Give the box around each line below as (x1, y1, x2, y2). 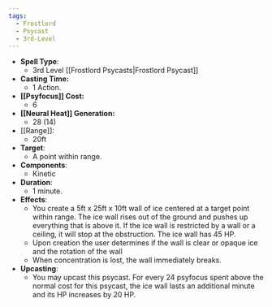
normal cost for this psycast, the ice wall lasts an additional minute (32, 281, 255, 291)
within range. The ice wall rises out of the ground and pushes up (32, 212, 248, 222)
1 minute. (32, 186, 63, 196)
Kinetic (32, 169, 57, 179)
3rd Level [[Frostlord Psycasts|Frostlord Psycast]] (32, 66, 199, 76)
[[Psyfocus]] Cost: (19, 91, 85, 102)
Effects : (19, 195, 48, 205)
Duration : (19, 178, 53, 188)
